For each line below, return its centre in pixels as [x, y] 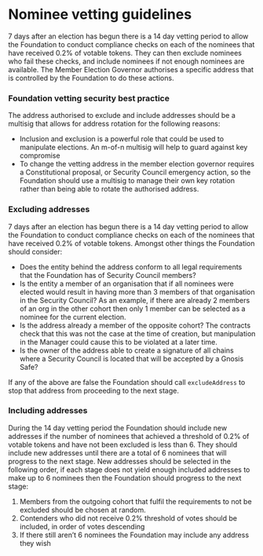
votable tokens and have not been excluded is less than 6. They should [123, 444]
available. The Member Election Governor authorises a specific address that [131, 69]
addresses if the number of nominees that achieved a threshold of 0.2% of [129, 436]
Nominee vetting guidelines [100, 15]
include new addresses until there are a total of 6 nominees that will [117, 452]
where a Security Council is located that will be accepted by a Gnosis [131, 358]
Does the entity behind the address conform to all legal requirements [131, 267]
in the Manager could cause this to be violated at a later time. [119, 342]
